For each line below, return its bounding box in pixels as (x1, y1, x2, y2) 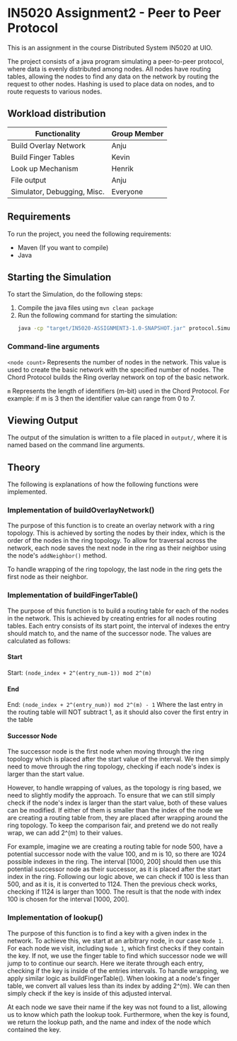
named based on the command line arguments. (7, 441, 145, 449)
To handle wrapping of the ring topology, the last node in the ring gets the (7, 565, 223, 574)
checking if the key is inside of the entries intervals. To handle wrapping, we (7, 966, 229, 974)
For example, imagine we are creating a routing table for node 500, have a (7, 842, 223, 851)
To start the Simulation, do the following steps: (7, 290, 143, 299)
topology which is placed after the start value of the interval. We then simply (7, 755, 230, 764)
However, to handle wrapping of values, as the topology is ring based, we (7, 783, 221, 792)
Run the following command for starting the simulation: (17, 311, 178, 320)
